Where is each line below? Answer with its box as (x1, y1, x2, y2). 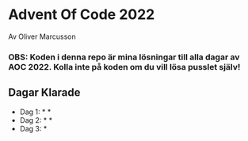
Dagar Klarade (8, 86, 81, 100)
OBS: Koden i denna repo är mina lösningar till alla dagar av (8, 51, 240, 63)
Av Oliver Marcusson (8, 32, 77, 41)
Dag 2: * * (19, 115, 53, 124)
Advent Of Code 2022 (8, 6, 155, 24)
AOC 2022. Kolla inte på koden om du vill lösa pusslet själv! (8, 61, 241, 72)
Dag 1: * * (19, 107, 52, 116)
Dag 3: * (19, 124, 48, 133)
